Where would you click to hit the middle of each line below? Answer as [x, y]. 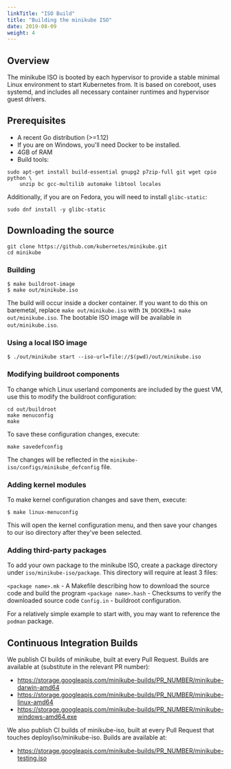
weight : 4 [21, 33]
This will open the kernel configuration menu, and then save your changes [112, 525]
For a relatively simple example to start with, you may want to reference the [114, 614]
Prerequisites [36, 121]
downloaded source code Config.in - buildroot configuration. [94, 601]
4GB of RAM [35, 152]
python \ [20, 178]
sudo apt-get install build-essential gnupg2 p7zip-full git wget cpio [112, 172]
